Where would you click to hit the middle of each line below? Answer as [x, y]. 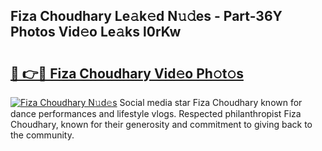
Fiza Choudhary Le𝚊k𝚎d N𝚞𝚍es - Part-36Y [146, 16]
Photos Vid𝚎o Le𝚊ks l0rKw [96, 32]
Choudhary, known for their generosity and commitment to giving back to [161, 124]
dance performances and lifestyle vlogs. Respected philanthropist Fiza [156, 113]
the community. [42, 135]
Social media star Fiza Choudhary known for [211, 102]
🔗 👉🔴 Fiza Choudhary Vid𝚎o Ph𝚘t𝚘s [127, 73]
